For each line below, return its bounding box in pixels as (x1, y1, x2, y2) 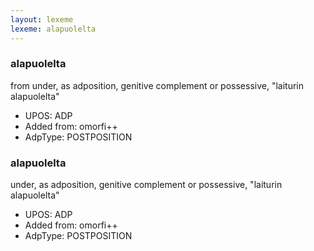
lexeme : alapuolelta (10, 24, 97, 34)
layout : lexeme (10, 14, 74, 25)
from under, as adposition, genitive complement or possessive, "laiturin (10, 79, 305, 91)
